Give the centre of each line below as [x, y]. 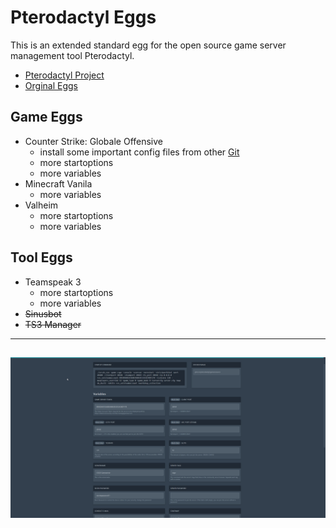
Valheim [41, 205]
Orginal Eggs [51, 85]
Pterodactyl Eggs [83, 17]
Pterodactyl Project [64, 75]
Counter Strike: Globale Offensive [94, 141]
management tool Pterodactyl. [72, 55]
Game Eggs [46, 117]
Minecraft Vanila [58, 183]
